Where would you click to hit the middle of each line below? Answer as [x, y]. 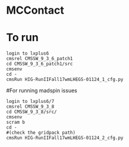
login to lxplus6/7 [30, 102]
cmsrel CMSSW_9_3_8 [30, 107]
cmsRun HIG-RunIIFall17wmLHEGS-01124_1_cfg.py [65, 80]
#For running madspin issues [42, 90]
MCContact [35, 10]
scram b [16, 123]
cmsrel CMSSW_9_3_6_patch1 [40, 59]
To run [22, 38]
